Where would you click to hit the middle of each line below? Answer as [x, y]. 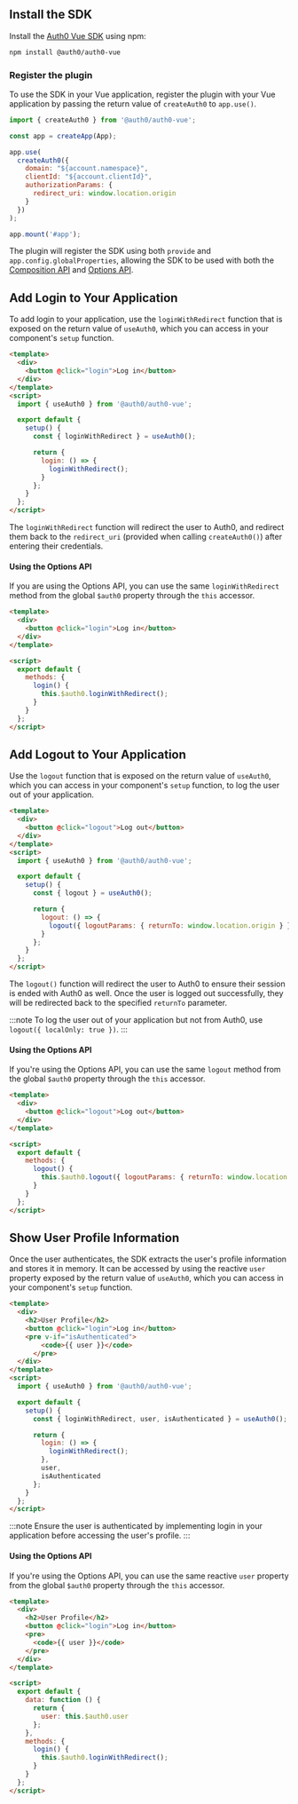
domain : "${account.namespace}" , [87, 169]
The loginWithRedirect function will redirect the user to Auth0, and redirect [147, 527]
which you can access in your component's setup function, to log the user [145, 786]
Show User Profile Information [94, 1238]
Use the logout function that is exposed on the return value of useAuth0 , [141, 776]
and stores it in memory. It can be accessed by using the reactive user [137, 1269]
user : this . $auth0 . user [85, 1716]
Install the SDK [51, 15]
